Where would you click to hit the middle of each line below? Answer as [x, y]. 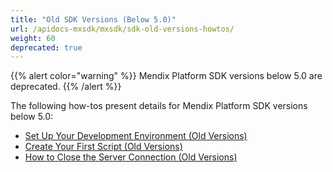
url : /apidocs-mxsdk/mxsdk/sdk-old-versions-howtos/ [122, 29]
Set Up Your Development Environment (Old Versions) [136, 136]
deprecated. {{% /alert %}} [66, 87]
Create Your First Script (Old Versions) [103, 147]
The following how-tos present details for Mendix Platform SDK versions [159, 106]
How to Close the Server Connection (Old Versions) [131, 157]
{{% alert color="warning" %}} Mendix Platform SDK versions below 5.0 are [166, 76]
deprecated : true [46, 47]
